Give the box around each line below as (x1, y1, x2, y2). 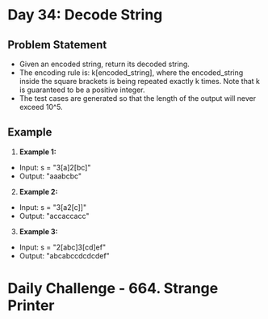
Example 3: (19, 226, 58, 236)
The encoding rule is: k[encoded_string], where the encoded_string (19, 68, 244, 78)
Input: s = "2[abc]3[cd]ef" (19, 242, 107, 252)
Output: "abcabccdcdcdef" (19, 250, 110, 260)
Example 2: (19, 187, 58, 196)
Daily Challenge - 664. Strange (7, 279, 219, 297)
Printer (7, 296, 55, 314)
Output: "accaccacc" (19, 211, 90, 220)
